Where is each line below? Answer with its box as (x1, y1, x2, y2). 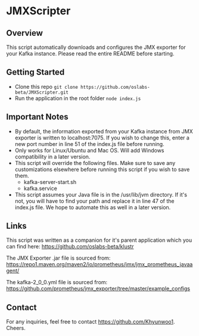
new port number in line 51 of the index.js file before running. (14, 140, 165, 147)
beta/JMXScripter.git (14, 89, 69, 95)
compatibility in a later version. (14, 153, 91, 160)
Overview (6, 28, 43, 38)
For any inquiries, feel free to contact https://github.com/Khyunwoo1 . (6, 318, 175, 325)
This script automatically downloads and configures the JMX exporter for (6, 43, 186, 51)
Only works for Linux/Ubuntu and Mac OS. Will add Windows (14, 147, 164, 154)
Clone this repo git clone (14, 83, 79, 90)
